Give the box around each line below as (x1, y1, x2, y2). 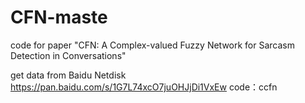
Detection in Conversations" (10, 49, 127, 61)
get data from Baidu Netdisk (10, 69, 127, 81)
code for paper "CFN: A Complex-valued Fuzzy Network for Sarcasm (10, 39, 295, 51)
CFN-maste (10, 6, 108, 29)
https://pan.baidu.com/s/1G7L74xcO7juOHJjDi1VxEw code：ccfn (10, 81, 278, 93)
